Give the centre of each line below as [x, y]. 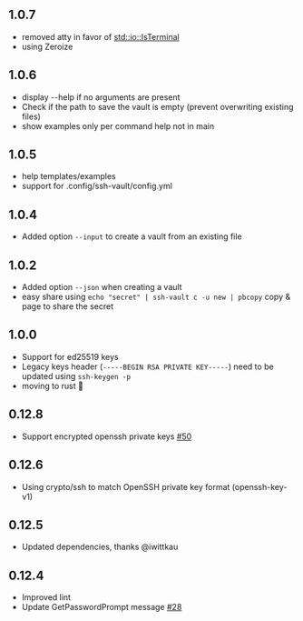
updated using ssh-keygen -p [76, 376]
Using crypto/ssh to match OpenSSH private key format [126, 486]
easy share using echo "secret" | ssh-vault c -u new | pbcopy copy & [156, 297]
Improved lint [46, 597]
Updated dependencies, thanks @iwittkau [100, 547]
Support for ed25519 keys [70, 356]
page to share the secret [68, 306]
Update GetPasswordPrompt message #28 [102, 607]
